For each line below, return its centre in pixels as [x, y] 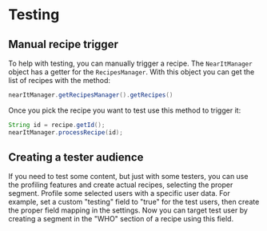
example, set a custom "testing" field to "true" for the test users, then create [134, 202]
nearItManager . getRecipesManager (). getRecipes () [91, 95]
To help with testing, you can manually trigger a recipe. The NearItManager [131, 63]
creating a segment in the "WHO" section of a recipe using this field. [121, 219]
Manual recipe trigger [63, 44]
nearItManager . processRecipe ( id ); [66, 132]
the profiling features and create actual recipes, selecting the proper [121, 185]
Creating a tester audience [76, 157]
